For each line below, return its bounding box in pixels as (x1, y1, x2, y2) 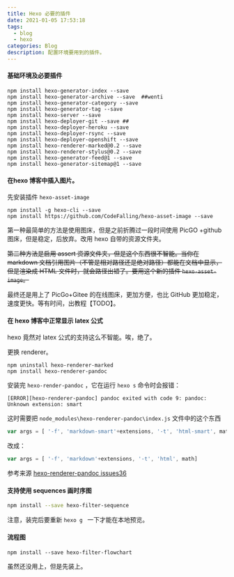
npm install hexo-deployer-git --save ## (7, 118, 130, 125)
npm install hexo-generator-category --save (7, 100, 139, 107)
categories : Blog (7, 43, 58, 49)
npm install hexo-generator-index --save (7, 88, 130, 95)
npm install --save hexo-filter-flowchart (7, 548, 132, 556)
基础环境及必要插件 (7, 71, 63, 80)
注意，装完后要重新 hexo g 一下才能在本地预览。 (7, 516, 148, 524)
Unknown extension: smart (7, 401, 82, 408)
